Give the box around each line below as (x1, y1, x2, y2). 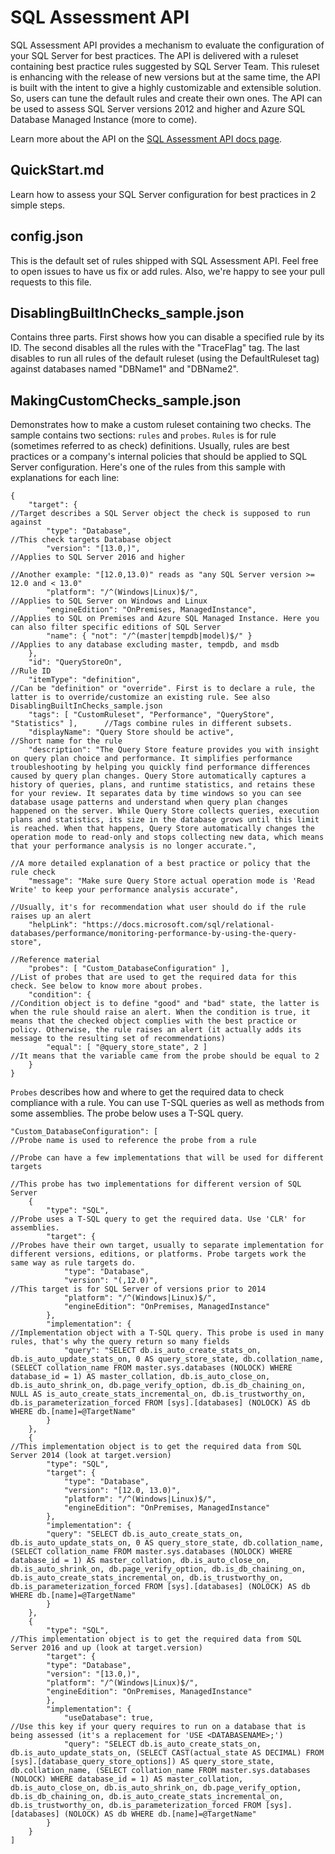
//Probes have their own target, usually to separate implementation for (10, 1241, 325, 1251)
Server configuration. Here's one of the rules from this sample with (10, 461, 286, 473)
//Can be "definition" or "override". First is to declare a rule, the (10, 684, 315, 694)
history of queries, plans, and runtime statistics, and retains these (10, 780, 315, 790)
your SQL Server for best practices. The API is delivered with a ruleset (10, 49, 299, 61)
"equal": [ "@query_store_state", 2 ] (46, 1042, 208, 1053)
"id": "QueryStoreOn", (28, 657, 123, 668)
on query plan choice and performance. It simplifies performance (10, 754, 293, 764)
